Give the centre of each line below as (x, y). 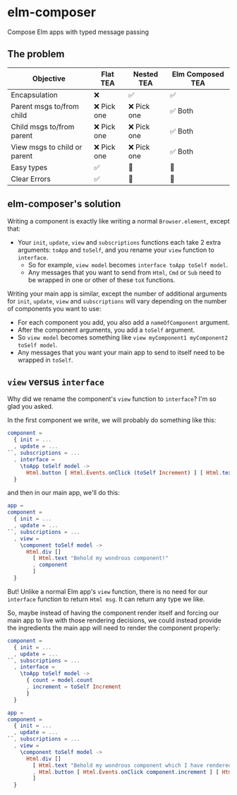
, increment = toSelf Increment (73, 687)
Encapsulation (35, 95)
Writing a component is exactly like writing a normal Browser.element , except (119, 221)
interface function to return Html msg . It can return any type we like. (106, 599)
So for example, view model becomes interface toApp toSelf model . (128, 265)
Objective (49, 79)
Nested (146, 74)
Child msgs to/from (43, 127)
